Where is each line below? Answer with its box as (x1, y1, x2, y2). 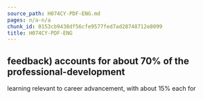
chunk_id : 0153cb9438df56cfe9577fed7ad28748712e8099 (7, 23, 163, 30)
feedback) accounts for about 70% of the (7, 55, 189, 66)
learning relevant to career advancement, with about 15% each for (7, 84, 196, 93)
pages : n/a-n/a (7, 17, 51, 24)
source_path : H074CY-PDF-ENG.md (7, 10, 100, 17)
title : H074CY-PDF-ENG (7, 29, 73, 37)
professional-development (7, 66, 125, 78)
